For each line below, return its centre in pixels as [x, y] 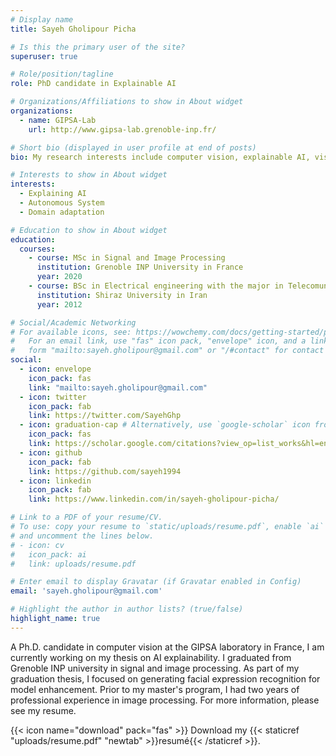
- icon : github [51, 452]
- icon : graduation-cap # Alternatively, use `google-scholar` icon [165, 425]
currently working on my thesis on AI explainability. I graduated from [151, 657]
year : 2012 [59, 304]
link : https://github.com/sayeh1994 [105, 471]
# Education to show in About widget [89, 230]
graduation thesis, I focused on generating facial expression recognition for [165, 678]
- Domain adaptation [62, 212]
